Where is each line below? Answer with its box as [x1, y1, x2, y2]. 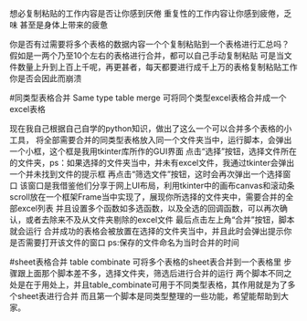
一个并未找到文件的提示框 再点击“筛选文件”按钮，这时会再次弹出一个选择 [9, 169, 283, 180]
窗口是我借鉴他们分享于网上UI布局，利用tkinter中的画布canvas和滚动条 [26, 181, 295, 191]
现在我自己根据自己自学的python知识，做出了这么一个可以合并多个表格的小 [9, 123, 292, 134]
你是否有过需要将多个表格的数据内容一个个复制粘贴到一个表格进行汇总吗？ [9, 39, 290, 49]
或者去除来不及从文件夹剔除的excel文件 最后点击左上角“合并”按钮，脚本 [25, 214, 295, 225]
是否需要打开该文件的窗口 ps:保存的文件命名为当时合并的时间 [9, 237, 239, 248]
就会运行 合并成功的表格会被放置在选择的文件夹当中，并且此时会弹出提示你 [9, 226, 292, 236]
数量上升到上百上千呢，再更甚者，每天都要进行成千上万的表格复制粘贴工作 [16, 62, 298, 72]
